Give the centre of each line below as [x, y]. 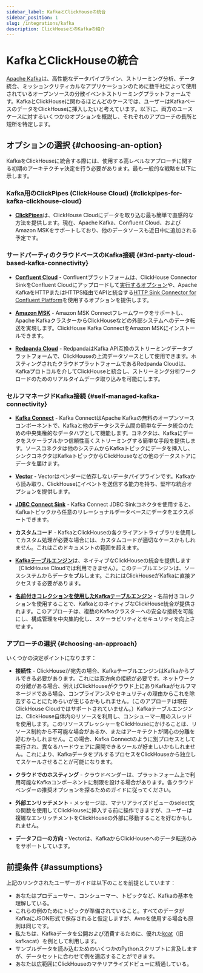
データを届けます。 [39, 463]
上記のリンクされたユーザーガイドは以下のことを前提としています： [91, 883]
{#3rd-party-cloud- [166, 255]
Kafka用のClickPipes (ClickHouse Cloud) [68, 193]
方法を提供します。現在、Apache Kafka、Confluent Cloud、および [98, 223]
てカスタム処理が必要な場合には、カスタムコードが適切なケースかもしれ [105, 540]
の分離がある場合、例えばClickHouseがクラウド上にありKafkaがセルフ [103, 686]
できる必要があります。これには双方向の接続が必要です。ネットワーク [108, 678]
